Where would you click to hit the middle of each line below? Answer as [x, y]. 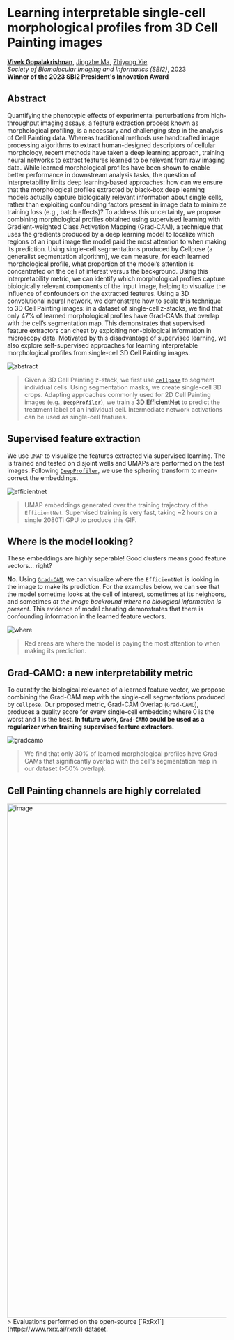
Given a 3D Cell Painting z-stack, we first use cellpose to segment [119, 380]
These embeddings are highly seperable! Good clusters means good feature [117, 558]
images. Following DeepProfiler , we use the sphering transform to [102, 470]
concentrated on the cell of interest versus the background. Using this [108, 271]
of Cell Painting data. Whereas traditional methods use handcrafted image [113, 137]
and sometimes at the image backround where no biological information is [114, 602]
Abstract [27, 99]
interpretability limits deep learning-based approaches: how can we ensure [115, 182]
